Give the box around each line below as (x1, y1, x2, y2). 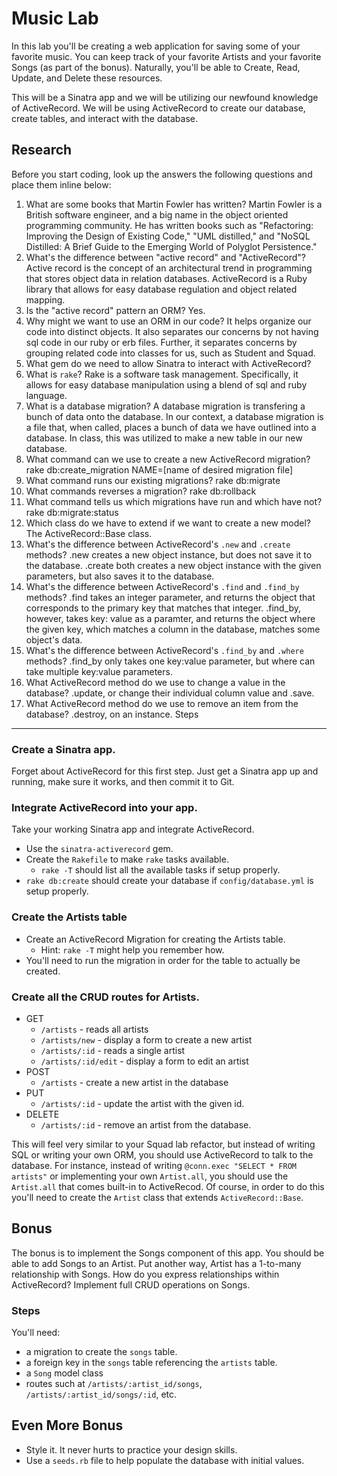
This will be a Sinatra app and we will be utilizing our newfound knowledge (11, 91, 319, 103)
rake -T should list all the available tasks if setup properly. (40, 864, 281, 876)
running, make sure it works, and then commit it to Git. (11, 776, 235, 788)
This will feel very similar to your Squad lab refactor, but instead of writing (11, 1138, 316, 1150)
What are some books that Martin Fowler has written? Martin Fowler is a (25, 198, 323, 210)
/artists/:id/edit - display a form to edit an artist (40, 1055, 249, 1067)
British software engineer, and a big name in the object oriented (25, 208, 289, 221)
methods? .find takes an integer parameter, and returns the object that (25, 591, 316, 603)
